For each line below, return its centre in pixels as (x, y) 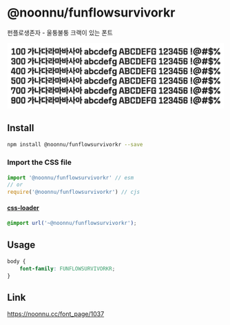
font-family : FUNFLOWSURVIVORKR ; (67, 268)
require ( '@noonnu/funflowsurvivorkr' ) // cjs (73, 192)
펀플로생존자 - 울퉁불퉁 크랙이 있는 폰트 (60, 32)
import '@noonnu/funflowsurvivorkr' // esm (71, 177)
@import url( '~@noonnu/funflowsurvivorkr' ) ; (72, 223)
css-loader (23, 208)
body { (17, 262)
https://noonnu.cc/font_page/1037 (56, 314)
